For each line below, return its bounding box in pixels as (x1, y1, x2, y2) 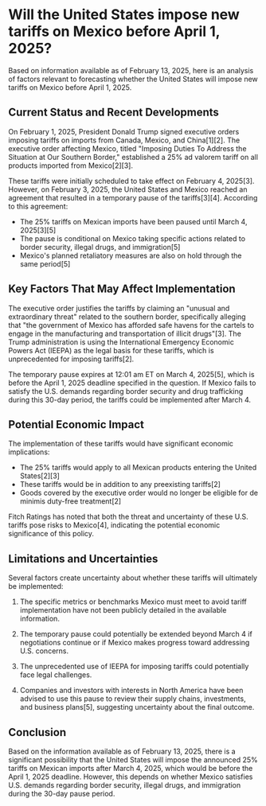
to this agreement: (8, 201, 68, 211)
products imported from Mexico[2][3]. (8, 161, 134, 170)
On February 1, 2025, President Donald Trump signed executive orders (8, 127, 240, 136)
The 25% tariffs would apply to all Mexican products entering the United (19, 463, 257, 473)
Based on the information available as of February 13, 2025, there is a (8, 746, 237, 756)
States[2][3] (19, 471, 60, 481)
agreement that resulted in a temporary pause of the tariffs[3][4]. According (8, 193, 258, 202)
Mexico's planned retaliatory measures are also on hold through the (19, 251, 242, 260)
